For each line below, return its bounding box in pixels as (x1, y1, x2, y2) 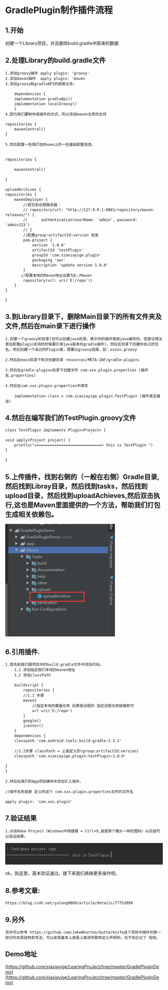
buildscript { (14, 683, 43, 688)
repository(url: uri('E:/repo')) (23, 278, 93, 283)
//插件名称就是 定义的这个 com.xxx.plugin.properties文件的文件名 (5, 789, 133, 794)
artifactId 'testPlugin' (31, 247, 84, 252)
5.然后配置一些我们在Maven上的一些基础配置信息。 (5, 142, 95, 147)
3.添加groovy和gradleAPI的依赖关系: (5, 81, 75, 86)
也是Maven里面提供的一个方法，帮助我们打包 (20, 500, 161, 509)
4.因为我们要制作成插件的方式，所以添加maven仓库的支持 (5, 111, 106, 116)
